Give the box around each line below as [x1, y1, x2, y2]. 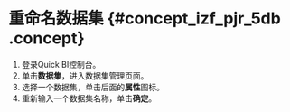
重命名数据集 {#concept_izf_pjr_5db [8, 8, 281, 29]
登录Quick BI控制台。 [21, 59, 101, 70]
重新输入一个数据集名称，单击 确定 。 [21, 92, 157, 104]
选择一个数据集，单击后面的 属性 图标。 [21, 81, 164, 92]
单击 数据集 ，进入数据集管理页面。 [21, 70, 149, 81]
